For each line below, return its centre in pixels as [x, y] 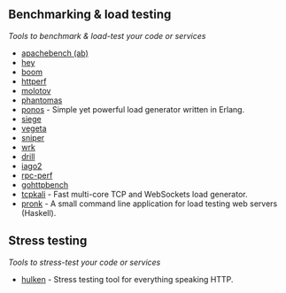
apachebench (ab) [55, 53]
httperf [34, 81]
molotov [36, 90]
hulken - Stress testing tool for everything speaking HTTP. [127, 279]
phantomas [42, 100]
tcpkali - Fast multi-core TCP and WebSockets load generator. [134, 194]
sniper [33, 137]
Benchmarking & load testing [90, 15]
